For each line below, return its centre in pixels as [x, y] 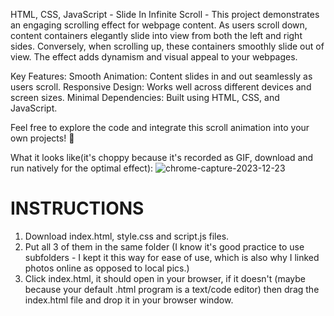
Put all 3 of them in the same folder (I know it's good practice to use [164, 246]
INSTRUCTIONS [77, 208]
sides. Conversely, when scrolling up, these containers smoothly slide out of [167, 46]
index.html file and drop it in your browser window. [129, 300]
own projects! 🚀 [42, 138]
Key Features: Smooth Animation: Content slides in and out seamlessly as [161, 76]
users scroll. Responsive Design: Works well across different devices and [161, 87]
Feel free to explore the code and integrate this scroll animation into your [160, 127]
